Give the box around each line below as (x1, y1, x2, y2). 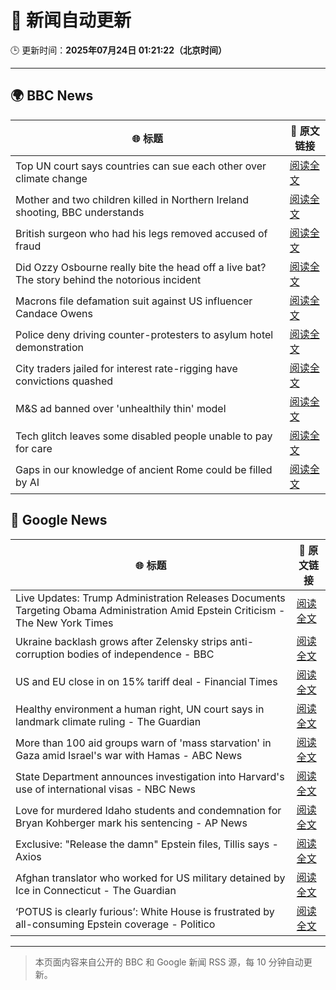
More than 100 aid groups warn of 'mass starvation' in (15, 736, 272, 750)
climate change (15, 171, 88, 185)
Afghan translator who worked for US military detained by (15, 871, 286, 885)
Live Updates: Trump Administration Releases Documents (15, 591, 286, 605)
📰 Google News (10, 512, 108, 529)
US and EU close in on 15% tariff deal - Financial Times (15, 674, 278, 688)
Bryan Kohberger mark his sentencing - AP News (15, 816, 248, 830)
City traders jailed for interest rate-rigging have (15, 361, 238, 375)
